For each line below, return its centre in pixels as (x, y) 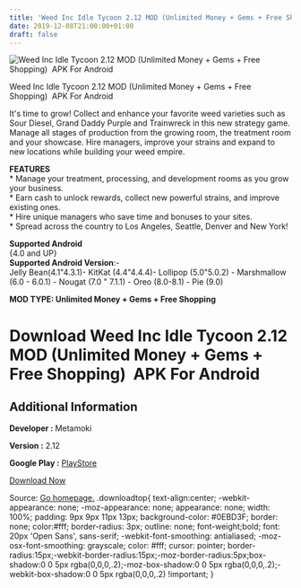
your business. (37, 189)
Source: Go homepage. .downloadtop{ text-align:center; (113, 498)
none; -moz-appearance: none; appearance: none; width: (164, 507)
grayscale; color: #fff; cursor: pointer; (156, 546)
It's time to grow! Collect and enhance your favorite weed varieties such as (147, 114)
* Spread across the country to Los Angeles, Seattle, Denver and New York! (149, 226)
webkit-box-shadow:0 (50, 575)
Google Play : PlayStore (53, 463)
